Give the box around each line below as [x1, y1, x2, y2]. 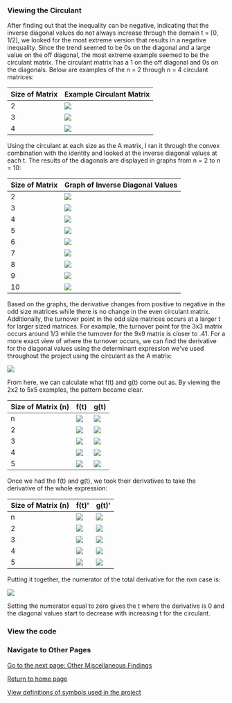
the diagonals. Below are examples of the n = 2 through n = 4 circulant [7, 65, 208, 74]
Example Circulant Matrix [64, 90, 150, 99]
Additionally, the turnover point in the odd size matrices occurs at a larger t [7, 315, 221, 323]
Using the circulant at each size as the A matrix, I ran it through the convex [7, 142, 220, 150]
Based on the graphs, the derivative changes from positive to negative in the [7, 300, 226, 308]
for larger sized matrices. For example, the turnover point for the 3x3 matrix [7, 322, 223, 331]
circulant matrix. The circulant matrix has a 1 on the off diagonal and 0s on [7, 58, 219, 67]
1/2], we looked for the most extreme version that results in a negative [7, 36, 206, 44]
